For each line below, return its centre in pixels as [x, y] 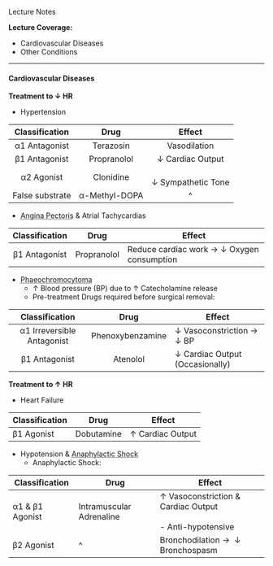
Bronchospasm [188, 551]
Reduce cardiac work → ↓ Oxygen [193, 250]
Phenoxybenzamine [129, 336]
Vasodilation [191, 146]
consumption [152, 259]
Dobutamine [98, 434]
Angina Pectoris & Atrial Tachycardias [83, 216]
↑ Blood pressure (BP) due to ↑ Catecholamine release [125, 289]
